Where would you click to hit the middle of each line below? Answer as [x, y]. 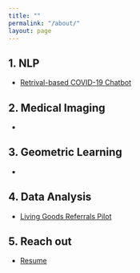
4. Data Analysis [50, 197]
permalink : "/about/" [44, 23]
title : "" [25, 16]
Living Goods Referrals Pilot [66, 216]
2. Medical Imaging [57, 108]
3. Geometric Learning [65, 152]
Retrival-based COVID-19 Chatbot [76, 83]
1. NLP [24, 63]
